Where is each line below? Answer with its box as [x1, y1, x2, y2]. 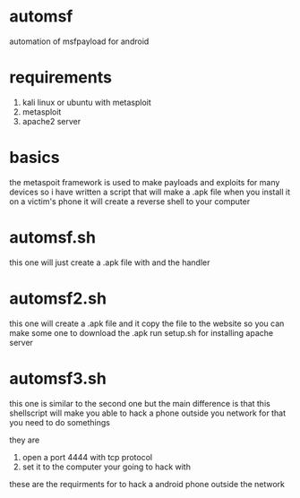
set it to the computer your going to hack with [21, 461, 191, 472]
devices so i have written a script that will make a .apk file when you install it [9, 186, 291, 197]
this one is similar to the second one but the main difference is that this [9, 398, 270, 408]
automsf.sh [9, 228, 97, 247]
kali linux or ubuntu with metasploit [21, 97, 152, 107]
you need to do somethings [9, 416, 110, 427]
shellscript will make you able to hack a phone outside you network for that [9, 408, 287, 418]
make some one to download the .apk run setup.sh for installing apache [9, 327, 274, 338]
